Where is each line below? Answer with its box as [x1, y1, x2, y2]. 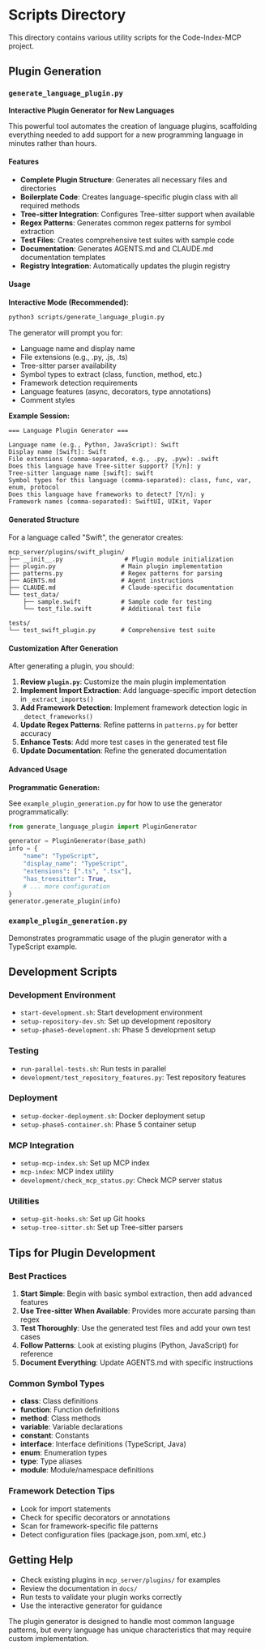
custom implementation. [8, 1633, 89, 1643]
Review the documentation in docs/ [19, 1583, 138, 1593]
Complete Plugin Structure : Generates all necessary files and [19, 174, 228, 184]
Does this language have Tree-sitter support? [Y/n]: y [8, 462, 201, 470]
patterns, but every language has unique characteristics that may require [8, 1625, 252, 1635]
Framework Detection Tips [8, 1485, 115, 1497]
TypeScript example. [8, 942, 78, 951]
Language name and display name [19, 343, 135, 353]
